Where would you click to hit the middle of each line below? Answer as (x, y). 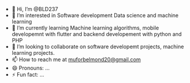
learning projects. (33, 53)
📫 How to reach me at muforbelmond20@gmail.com (76, 59)
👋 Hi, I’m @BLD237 (35, 9)
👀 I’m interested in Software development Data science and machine (95, 15)
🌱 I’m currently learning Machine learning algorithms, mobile (85, 28)
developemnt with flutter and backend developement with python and (97, 34)
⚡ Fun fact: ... (28, 74)
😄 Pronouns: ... (31, 68)
